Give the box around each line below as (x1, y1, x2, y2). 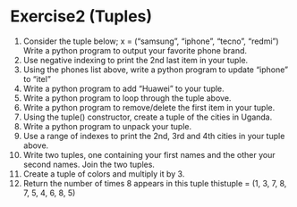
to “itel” (22, 73, 52, 84)
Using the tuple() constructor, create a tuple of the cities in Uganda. (22, 112, 273, 122)
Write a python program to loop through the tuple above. (22, 92, 232, 103)
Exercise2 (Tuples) (10, 6, 153, 27)
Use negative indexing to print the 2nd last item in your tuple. (22, 54, 249, 65)
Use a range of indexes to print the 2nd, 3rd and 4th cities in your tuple (22, 130, 285, 141)
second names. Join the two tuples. (22, 159, 156, 170)
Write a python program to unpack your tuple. (22, 120, 192, 131)
